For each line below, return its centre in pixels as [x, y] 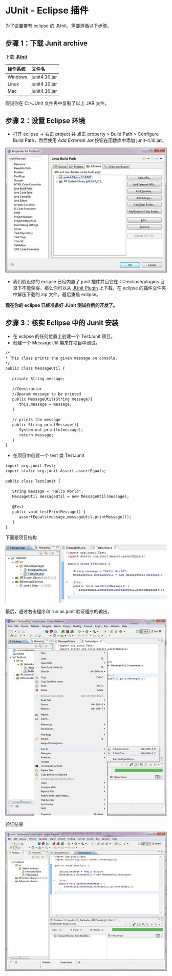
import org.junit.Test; [31, 466]
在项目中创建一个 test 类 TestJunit [48, 455]
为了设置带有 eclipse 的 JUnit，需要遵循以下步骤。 [58, 26]
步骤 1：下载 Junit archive [47, 43]
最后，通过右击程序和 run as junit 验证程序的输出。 [59, 611]
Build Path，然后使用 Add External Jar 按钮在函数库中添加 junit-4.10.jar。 [90, 140]
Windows [17, 77]
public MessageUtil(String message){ [52, 399]
